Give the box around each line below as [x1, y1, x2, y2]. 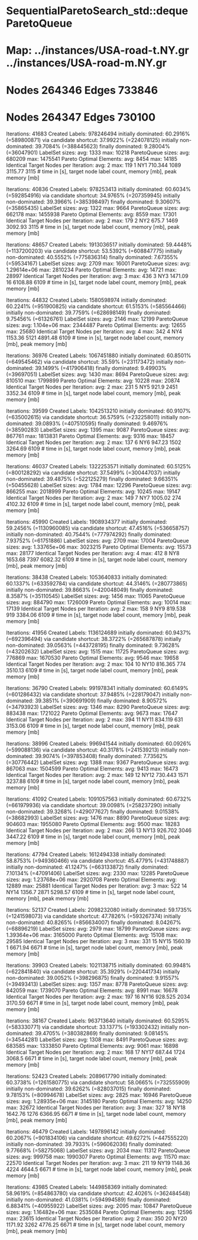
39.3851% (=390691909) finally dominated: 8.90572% [34, 697, 167, 704]
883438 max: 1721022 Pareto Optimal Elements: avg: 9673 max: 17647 [6, 710, 178, 717]
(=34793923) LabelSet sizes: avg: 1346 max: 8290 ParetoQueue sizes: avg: [6, 703, 190, 710]
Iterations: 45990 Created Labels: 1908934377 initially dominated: [6, 518, 167, 525]
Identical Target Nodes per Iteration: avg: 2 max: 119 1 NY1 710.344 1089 [6, 161, 181, 169]
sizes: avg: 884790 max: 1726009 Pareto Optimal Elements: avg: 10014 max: [6, 598, 192, 606]
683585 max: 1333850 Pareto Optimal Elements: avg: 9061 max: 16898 [6, 1042, 179, 1049]
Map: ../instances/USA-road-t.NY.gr [6, 44, 189, 57]
